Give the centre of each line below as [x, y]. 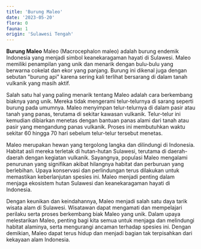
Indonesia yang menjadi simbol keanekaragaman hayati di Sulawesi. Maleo [98, 58]
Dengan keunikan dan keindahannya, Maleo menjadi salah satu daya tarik [97, 201]
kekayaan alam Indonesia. [38, 240]
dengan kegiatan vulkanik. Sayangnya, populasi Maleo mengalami [106, 158]
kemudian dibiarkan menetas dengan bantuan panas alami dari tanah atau [97, 120]
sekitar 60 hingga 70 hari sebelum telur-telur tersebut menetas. [85, 134]
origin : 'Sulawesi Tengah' [40, 34]
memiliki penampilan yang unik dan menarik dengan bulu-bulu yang [90, 64]
